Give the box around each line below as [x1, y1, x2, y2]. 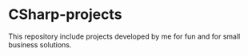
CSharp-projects [8, 6, 122, 24]
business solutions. [8, 39, 72, 49]
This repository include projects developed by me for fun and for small [8, 32, 241, 41]
